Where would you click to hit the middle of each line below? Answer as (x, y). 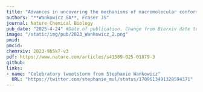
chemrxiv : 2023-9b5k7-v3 (37, 51)
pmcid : (14, 46)
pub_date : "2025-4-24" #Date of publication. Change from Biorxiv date (98, 29)
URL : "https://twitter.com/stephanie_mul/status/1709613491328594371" (102, 79)
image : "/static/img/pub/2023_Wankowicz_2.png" (67, 34)
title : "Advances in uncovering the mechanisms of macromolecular (92, 12)
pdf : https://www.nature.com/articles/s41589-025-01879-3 (81, 57)
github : (16, 62)
